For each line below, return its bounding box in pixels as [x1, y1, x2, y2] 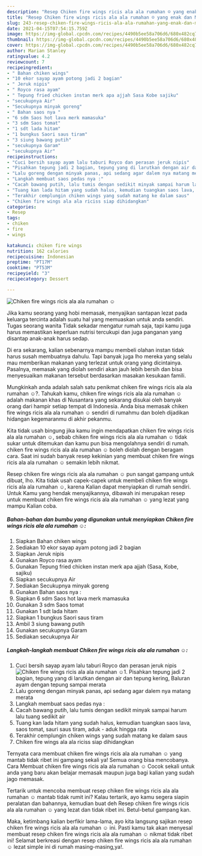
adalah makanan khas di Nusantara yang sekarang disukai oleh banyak [7, 396, 182, 403]
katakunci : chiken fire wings [7, 242, 83, 249]
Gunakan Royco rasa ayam [15, 556, 82, 563]
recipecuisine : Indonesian [7, 254, 74, 260]
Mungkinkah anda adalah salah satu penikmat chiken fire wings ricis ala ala [7, 383, 192, 390]
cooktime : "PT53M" [7, 265, 53, 271]
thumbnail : [7, 37, 34, 43]
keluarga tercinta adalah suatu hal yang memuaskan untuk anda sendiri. [7, 315, 185, 322]
